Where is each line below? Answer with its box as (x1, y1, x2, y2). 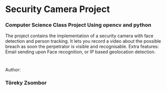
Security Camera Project (5, 4, 110, 15)
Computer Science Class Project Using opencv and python (5, 22, 152, 29)
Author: (5, 66, 21, 72)
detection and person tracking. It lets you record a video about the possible (5, 38, 161, 44)
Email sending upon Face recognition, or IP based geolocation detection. (5, 49, 156, 55)
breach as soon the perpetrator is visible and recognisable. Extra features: (5, 44, 159, 50)
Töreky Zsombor (5, 79, 47, 86)
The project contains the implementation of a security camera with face (5, 33, 153, 39)
